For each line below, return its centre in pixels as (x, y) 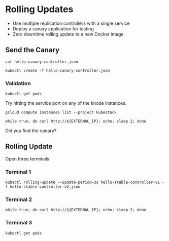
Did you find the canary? (31, 131)
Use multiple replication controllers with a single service (71, 23)
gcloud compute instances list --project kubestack (61, 112)
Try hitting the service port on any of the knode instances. (66, 103)
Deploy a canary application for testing (53, 28)
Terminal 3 (19, 223)
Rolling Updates (39, 9)
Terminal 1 (18, 172)
